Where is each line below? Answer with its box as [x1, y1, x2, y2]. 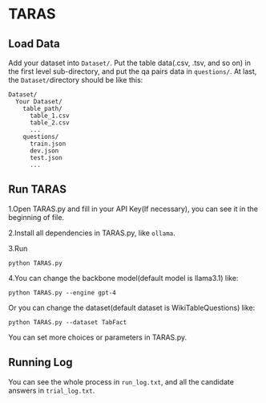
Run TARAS [8, 182, 66, 197]
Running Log [8, 356, 74, 369]
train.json [29, 140, 66, 148]
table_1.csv [29, 112, 70, 120]
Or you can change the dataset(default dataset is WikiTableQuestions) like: [8, 303, 256, 312]
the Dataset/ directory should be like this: [8, 75, 143, 84]
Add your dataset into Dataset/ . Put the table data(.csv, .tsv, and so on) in [8, 58, 251, 67]
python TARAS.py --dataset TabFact [8, 318, 127, 326]
